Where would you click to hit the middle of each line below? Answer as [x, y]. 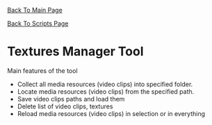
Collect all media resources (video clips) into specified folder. [105, 84]
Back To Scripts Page [38, 23]
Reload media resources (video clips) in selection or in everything [111, 113]
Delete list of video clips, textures [65, 106]
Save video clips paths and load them [71, 99]
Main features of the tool [42, 70]
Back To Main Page [35, 10]
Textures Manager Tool [75, 52]
